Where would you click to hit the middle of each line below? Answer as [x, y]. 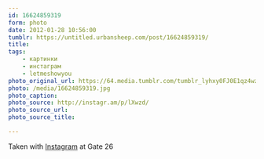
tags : [17, 52]
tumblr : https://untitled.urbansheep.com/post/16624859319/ [109, 37]
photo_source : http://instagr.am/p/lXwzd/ [79, 103]
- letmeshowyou [47, 74]
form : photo [27, 23]
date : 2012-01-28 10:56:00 [52, 30]
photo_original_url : [42, 81]
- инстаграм [42, 67]
